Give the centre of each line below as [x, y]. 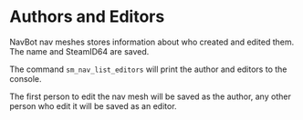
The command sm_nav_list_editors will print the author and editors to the [148, 69]
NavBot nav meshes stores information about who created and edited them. [152, 42]
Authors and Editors [87, 17]
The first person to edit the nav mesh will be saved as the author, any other [151, 96]
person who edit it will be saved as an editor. [93, 105]
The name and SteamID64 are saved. [79, 51]
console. [26, 78]
